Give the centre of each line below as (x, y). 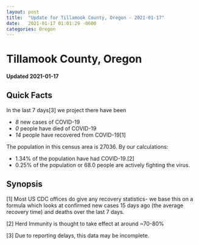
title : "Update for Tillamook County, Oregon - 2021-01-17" (86, 18)
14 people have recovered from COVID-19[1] (70, 135)
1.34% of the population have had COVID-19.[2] (75, 158)
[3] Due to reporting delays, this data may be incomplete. (78, 235)
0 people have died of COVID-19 (56, 128)
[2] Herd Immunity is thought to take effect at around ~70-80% (85, 224)
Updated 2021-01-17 (33, 76)
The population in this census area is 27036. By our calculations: (87, 146)
